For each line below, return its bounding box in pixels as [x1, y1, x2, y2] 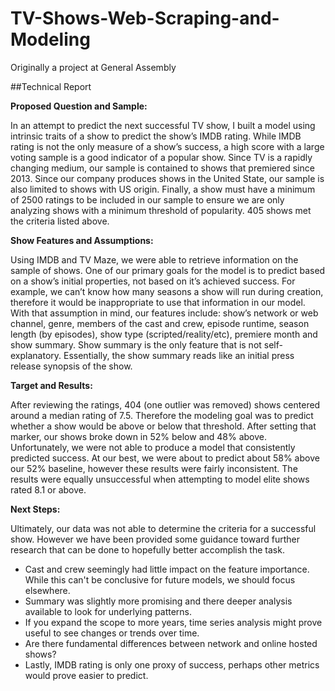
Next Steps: [10, 503, 61, 515]
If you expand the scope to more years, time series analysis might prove [24, 616, 323, 628]
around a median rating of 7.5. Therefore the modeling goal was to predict [10, 409, 314, 421]
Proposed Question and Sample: [10, 100, 148, 112]
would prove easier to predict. [24, 669, 149, 681]
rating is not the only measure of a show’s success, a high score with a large [10, 140, 325, 152]
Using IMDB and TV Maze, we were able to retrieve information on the [10, 253, 299, 266]
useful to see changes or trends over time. [24, 627, 200, 639]
